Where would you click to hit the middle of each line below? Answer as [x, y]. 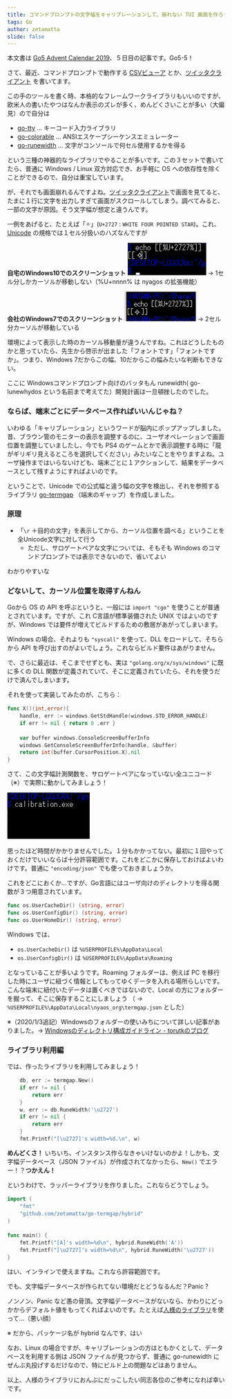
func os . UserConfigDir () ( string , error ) [68, 913]
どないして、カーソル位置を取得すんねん [74, 591]
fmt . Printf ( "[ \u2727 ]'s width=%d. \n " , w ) [80, 1139]
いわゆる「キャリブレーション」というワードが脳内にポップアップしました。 [116, 428]
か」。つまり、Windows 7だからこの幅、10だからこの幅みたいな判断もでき [112, 359]
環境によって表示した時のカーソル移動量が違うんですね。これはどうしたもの [116, 342]
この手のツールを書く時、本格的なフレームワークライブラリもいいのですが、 [116, 96]
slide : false [26, 37]
